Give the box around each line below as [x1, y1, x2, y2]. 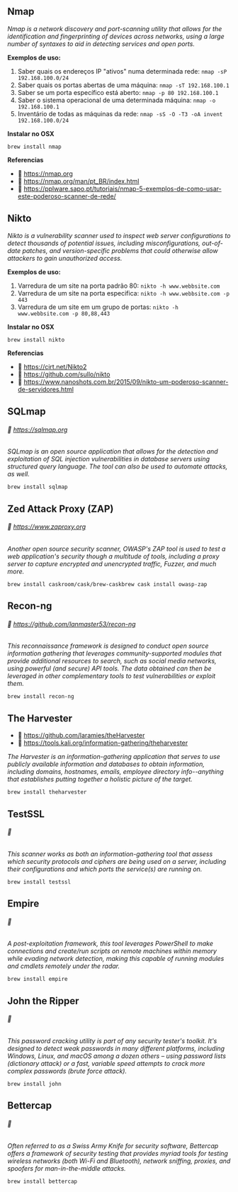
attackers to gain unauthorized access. [7, 254, 123, 262]
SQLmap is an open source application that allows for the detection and [7, 447, 218, 456]
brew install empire [7, 976, 69, 983]
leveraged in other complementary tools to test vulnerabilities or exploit [7, 672, 216, 680]
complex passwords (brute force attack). [7, 1067, 127, 1075]
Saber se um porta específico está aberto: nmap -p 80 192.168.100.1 [17, 88, 219, 96]
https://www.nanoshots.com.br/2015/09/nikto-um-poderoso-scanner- [23, 377, 229, 386]
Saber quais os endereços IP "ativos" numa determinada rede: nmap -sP [17, 67, 227, 75]
